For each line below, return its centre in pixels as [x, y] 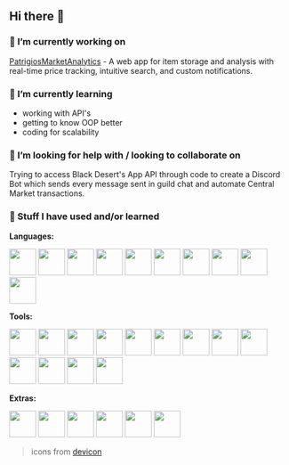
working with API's [56, 113]
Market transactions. [47, 193]
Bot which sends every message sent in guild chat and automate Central [142, 184]
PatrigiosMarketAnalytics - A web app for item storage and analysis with [141, 61]
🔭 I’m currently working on [68, 42]
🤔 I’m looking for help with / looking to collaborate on [125, 155]
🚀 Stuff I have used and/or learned [84, 216]
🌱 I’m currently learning [61, 94]
